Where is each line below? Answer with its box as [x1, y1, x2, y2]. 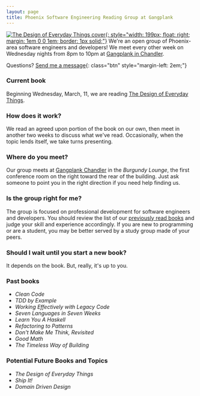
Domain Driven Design [14, 383, 71, 390]
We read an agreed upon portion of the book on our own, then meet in [6, 125, 180, 133]
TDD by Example [14, 297, 57, 304]
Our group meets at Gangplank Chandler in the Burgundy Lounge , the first [6, 166, 190, 174]
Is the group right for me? [6, 194, 82, 203]
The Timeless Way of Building [14, 341, 89, 349]
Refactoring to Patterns [14, 322, 73, 330]
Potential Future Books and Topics [6, 356, 108, 365]
